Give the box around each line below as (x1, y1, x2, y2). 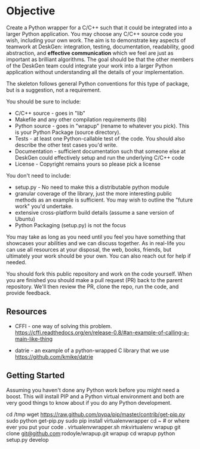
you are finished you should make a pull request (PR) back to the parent (6, 276, 183, 283)
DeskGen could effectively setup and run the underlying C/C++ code (14, 154, 184, 161)
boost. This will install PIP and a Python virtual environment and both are (6, 393, 184, 400)
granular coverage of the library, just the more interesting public (14, 190, 173, 197)
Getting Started (6, 371, 65, 381)
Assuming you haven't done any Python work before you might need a (6, 386, 180, 393)
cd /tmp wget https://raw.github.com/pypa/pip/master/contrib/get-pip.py (6, 411, 186, 418)
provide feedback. (6, 289, 51, 297)
